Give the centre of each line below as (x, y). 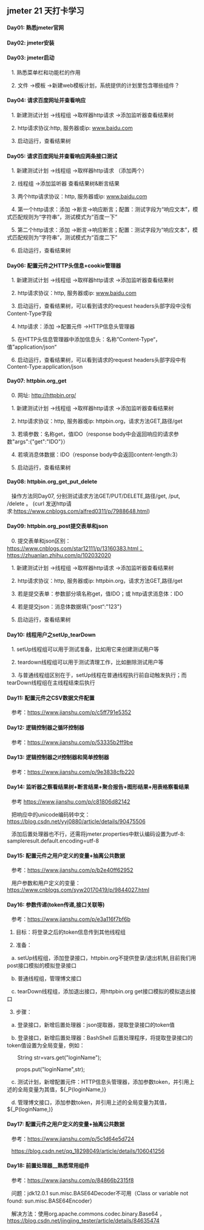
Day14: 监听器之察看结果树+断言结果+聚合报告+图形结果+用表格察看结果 (98, 787)
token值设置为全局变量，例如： (46, 1046)
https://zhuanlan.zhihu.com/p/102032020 (59, 555)
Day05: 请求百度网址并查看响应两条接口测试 (62, 156)
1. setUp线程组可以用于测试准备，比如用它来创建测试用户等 (85, 649)
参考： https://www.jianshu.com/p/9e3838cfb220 (73, 772)
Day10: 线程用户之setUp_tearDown (51, 634)
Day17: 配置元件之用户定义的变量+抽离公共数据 (66, 1124)
